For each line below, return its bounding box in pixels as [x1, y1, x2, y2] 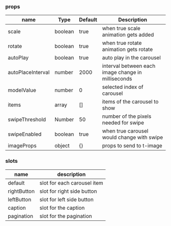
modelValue [8, 87, 37, 94]
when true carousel [102, 128, 149, 135]
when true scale [102, 25, 141, 32]
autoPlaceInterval [8, 69, 50, 76]
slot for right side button [39, 187, 97, 194]
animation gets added [102, 31, 154, 38]
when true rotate [102, 39, 142, 46]
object [54, 142, 70, 149]
